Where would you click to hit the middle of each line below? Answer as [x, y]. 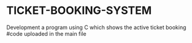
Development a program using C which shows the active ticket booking [96, 27]
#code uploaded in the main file [47, 33]
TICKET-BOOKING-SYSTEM [79, 11]
